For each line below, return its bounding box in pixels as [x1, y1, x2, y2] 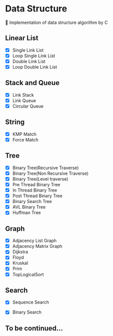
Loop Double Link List [12, 64, 57, 70]
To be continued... [5, 324, 63, 333]
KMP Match [12, 131, 36, 137]
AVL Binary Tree [12, 204, 46, 210]
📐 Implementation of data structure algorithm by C [5, 19, 108, 25]
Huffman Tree [12, 210, 41, 216]
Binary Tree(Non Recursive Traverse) [12, 170, 89, 176]
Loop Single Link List [12, 53, 56, 59]
